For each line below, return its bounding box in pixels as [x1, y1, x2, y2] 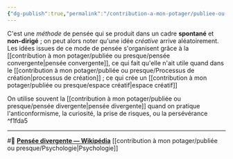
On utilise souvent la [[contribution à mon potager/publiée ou [7, 94, 182, 103]
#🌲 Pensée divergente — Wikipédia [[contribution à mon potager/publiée [7, 136, 218, 144]
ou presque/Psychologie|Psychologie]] [7, 144, 119, 152]
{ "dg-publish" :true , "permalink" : [7, 10, 104, 17]
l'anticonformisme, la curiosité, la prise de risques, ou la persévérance [7, 109, 208, 117]
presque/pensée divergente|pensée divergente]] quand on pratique [7, 101, 200, 110]
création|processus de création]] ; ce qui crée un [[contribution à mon [7, 74, 207, 82]
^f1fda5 [7, 116, 28, 125]
